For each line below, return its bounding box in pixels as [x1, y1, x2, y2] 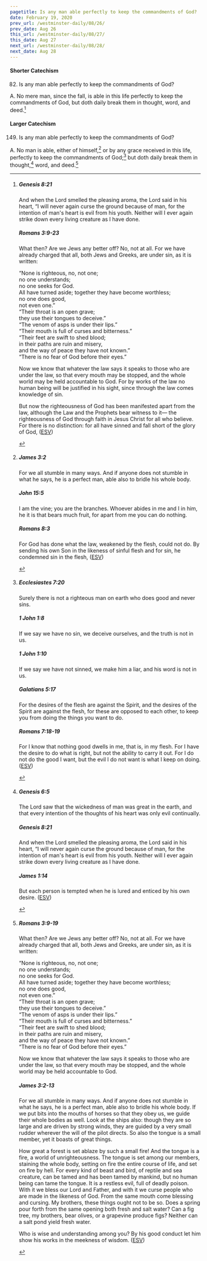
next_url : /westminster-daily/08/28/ [10, 43, 105, 49]
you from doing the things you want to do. [18, 714, 123, 721]
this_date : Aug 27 [10, 37, 56, 43]
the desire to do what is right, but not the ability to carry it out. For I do [18, 750, 194, 757]
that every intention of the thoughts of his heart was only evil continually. [18, 810, 200, 817]
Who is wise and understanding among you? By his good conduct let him [18, 1230, 201, 1237]
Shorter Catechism [10, 67, 59, 75]
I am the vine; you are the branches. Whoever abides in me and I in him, [18, 505, 198, 512]
